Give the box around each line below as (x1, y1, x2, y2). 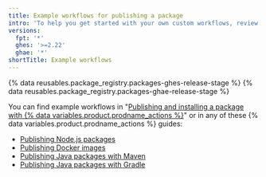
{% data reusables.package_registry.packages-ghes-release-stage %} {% (8, 77, 253, 88)
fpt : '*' (15, 33, 45, 42)
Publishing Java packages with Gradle (19, 159, 146, 169)
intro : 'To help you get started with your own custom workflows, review (8, 19, 259, 27)
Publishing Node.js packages (19, 134, 115, 144)
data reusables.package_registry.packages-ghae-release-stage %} (8, 86, 229, 96)
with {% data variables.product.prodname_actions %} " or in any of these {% (8, 110, 259, 120)
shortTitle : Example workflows (8, 57, 112, 65)
